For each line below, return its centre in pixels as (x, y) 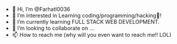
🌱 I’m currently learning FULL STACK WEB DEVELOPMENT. (86, 22)
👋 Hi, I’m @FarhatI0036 (41, 9)
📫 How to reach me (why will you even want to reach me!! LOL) (92, 35)
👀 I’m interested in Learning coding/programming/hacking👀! (87, 15)
